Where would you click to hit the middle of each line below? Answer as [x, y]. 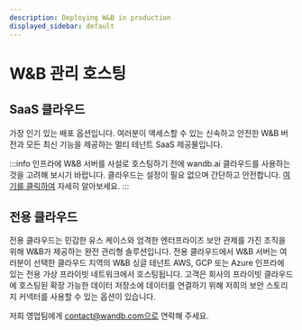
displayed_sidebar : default [62, 26]
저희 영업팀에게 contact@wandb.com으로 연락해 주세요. [109, 316]
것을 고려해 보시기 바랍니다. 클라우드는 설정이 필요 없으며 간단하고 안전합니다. [145, 174]
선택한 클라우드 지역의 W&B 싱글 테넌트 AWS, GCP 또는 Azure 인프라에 [159, 263]
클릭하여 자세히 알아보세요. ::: [78, 186]
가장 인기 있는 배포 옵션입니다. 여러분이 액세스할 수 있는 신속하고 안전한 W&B [144, 133]
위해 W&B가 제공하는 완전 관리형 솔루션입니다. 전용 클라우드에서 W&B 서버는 [143, 252]
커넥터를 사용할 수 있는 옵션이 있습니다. [87, 297]
